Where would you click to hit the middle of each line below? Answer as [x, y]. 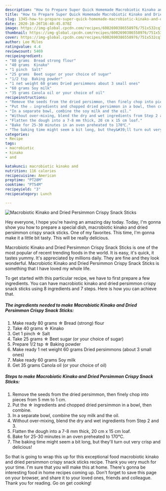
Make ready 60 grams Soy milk [44, 360]
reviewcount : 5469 [24, 51]
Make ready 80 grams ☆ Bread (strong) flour [58, 323]
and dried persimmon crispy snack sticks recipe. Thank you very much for [81, 462]
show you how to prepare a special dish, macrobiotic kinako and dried [77, 227]
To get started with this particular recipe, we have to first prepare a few [78, 278]
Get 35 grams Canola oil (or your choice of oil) [60, 365]
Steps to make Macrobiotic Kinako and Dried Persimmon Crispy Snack [79, 376]
